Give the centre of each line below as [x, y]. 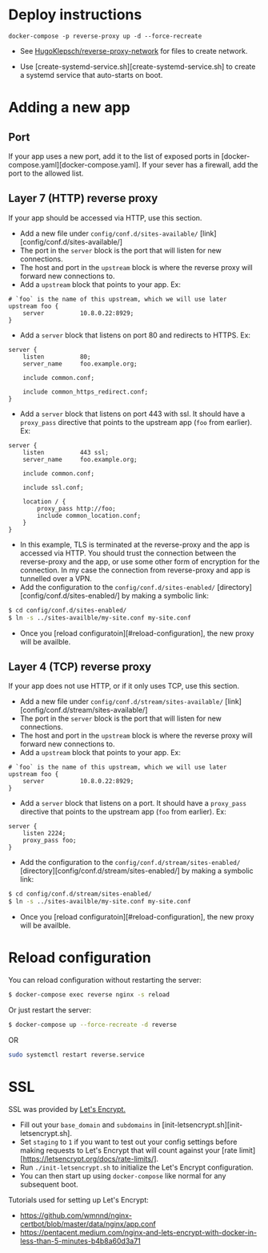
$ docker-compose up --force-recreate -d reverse [93, 1025]
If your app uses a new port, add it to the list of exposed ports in [114, 156]
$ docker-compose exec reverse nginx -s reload [89, 995]
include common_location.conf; [89, 515]
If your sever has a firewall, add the [200, 164]
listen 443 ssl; [66, 452]
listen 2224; [44, 834]
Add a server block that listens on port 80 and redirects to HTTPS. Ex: [135, 335]
